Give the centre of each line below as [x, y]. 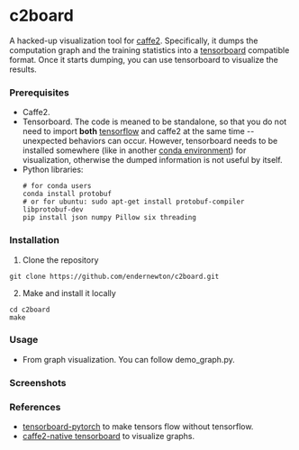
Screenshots [38, 382]
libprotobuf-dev [53, 210]
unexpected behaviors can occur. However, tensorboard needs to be [150, 141]
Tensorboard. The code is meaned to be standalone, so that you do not [154, 121]
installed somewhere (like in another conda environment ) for [134, 150]
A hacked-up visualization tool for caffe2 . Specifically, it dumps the [134, 40]
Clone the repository [60, 260]
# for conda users [57, 186]
